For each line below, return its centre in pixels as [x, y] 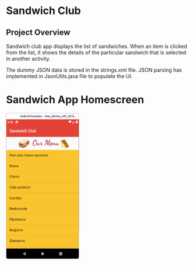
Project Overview [38, 32]
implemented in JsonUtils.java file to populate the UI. [69, 76]
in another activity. [28, 59]
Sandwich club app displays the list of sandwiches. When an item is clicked [97, 46]
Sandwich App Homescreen [75, 100]
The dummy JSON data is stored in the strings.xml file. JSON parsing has [94, 70]
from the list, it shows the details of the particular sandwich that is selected [96, 53]
